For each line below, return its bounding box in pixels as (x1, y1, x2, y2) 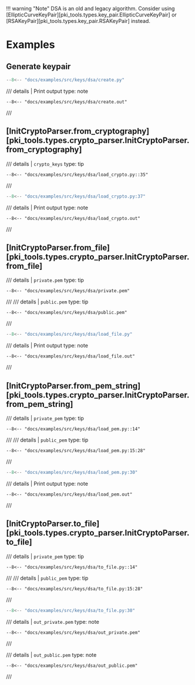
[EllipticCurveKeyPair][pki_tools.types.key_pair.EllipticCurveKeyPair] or (6, 11, 177, 18)
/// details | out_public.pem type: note (6, 651, 97, 658)
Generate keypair (6, 61, 71, 71)
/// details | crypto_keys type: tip (6, 160, 84, 167)
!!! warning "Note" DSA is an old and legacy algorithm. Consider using (6, 5, 175, 12)
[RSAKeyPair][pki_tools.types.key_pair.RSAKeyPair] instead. (6, 18, 151, 24)
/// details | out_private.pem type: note (6, 618, 100, 625)
